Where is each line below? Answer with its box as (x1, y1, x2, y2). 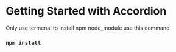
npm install (5, 39, 41, 46)
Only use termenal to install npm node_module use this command (5, 24, 170, 31)
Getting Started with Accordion (5, 4, 167, 18)
